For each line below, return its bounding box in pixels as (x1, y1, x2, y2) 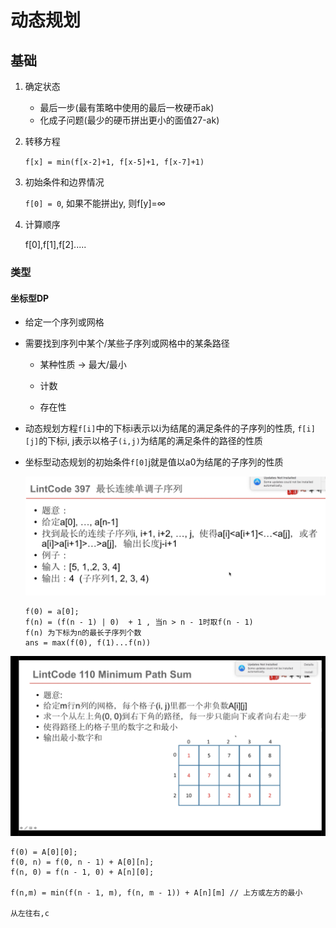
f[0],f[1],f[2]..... (24, 239, 87, 250)
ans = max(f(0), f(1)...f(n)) (24, 637, 152, 648)
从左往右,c (10, 908, 50, 918)
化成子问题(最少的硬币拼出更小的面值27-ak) (39, 114, 220, 126)
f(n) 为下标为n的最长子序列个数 (24, 627, 142, 638)
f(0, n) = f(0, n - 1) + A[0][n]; (10, 857, 155, 867)
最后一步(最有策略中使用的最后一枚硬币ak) (39, 102, 215, 113)
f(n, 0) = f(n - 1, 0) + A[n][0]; (10, 867, 155, 877)
